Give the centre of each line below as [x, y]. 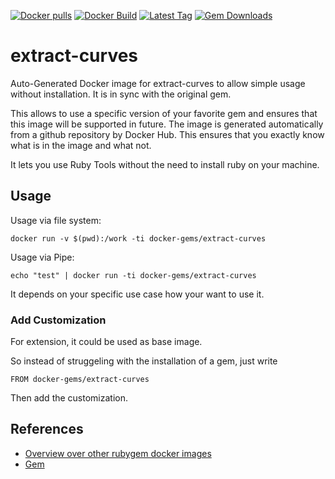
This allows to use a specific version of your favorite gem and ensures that [164, 113]
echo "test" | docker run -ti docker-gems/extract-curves [133, 275]
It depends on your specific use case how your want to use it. [137, 294]
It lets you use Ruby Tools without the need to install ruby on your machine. [165, 164]
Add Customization [58, 320]
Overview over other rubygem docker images [118, 453]
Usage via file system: [56, 220]
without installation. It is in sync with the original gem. [121, 94]
